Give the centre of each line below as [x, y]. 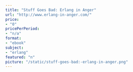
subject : [14, 48]
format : [13, 39]
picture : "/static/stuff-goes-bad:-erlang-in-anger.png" [67, 62]
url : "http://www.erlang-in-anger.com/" [49, 15]
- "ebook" [16, 43]
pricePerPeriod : [22, 29]
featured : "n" [20, 57]
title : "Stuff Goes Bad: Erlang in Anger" [51, 10]
